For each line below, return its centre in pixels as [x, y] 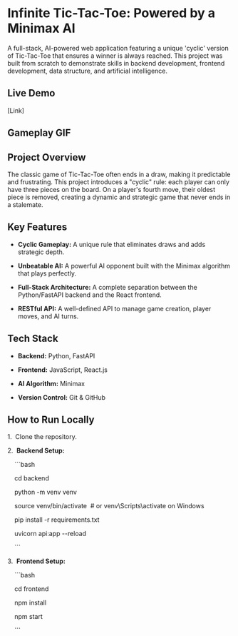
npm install [30, 603]
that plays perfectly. [47, 273]
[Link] [16, 110]
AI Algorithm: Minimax [51, 383]
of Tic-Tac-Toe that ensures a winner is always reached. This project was [115, 56]
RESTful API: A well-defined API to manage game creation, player [114, 308]
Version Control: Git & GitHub [61, 397]
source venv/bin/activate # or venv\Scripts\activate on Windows [109, 506]
